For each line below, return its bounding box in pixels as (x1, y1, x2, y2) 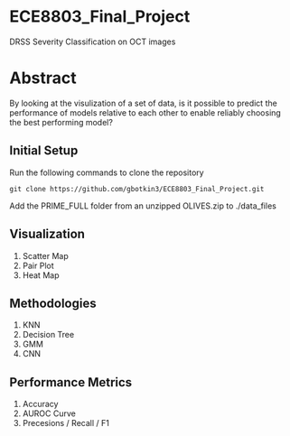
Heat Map (22, 269, 60, 281)
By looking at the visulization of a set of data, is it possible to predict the (9, 97, 277, 108)
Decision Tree (22, 329, 75, 340)
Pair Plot (22, 260, 54, 271)
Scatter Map (22, 250, 70, 261)
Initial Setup (9, 143, 79, 159)
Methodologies (9, 295, 97, 311)
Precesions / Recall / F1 (22, 418, 110, 429)
